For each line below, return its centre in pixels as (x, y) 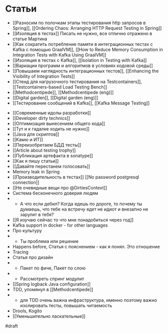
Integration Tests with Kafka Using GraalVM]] (59, 55)
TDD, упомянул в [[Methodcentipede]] (53, 289)
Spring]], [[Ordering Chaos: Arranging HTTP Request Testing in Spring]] (87, 28)
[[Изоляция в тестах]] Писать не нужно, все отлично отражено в (82, 33)
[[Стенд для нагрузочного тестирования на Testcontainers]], (77, 82)
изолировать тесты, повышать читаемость (66, 305)
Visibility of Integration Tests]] (44, 76)
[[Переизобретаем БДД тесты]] (47, 145)
